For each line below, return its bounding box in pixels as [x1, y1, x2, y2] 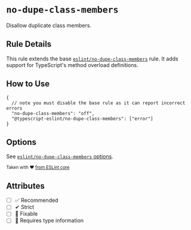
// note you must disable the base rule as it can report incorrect [11, 100, 186, 106]
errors [6, 105, 23, 111]
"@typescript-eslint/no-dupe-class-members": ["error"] [11, 116, 153, 122]
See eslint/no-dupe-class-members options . [6, 153, 113, 160]
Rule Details [6, 39, 52, 49]
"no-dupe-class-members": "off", [11, 110, 95, 116]
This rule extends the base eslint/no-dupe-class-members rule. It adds [6, 55, 178, 62]
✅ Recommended [14, 196, 58, 204]
